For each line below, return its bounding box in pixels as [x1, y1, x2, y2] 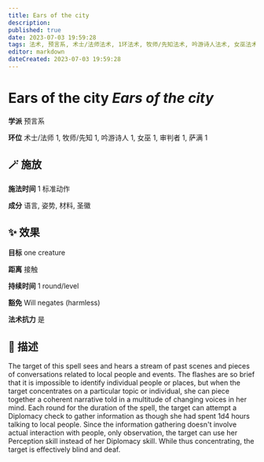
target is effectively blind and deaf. [8, 445, 121, 454]
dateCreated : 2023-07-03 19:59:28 [8, 56, 122, 64]
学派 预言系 [8, 115, 45, 126]
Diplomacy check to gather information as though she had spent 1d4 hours [8, 412, 250, 421]
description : [8, 19, 51, 27]
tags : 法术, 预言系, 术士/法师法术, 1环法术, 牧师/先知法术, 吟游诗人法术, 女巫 [8, 41, 246, 49]
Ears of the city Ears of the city [8, 90, 214, 107]
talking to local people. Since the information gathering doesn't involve [8, 420, 237, 429]
